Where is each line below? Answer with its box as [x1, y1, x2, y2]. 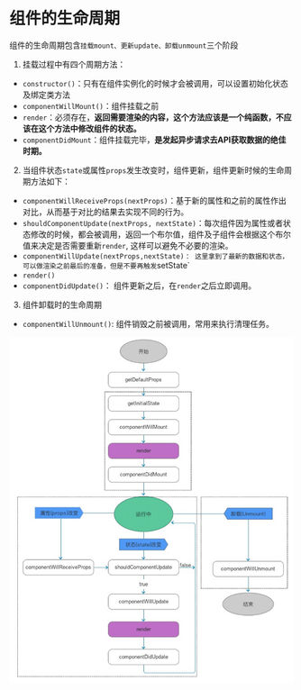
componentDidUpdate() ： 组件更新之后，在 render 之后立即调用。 [22, 280, 257, 291]
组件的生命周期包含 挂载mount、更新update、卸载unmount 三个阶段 [9, 40, 239, 50]
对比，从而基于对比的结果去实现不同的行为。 [22, 206, 189, 217]
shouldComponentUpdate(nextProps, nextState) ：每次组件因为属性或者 [22, 217, 284, 228]
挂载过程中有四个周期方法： [22, 59, 126, 69]
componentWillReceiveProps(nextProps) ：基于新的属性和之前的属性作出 [22, 195, 287, 205]
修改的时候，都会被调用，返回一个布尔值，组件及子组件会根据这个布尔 [30, 229, 291, 240]
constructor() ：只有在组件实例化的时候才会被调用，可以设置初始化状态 [22, 77, 288, 88]
